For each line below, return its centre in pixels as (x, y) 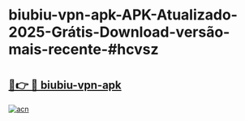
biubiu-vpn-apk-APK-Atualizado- (123, 15)
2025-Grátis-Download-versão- (119, 32)
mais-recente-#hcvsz (84, 50)
